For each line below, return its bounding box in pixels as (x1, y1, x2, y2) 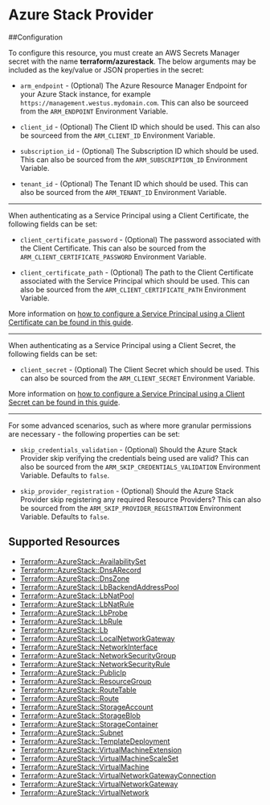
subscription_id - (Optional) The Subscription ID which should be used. (19, 146, 259, 156)
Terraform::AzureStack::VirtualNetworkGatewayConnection (19, 770, 217, 780)
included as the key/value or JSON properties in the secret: (8, 64, 204, 74)
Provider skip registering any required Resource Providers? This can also (19, 494, 262, 504)
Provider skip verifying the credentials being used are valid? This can (19, 453, 249, 463)
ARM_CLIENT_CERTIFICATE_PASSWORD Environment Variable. (19, 251, 207, 261)
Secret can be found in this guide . (8, 397, 121, 407)
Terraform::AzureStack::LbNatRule (19, 599, 134, 609)
